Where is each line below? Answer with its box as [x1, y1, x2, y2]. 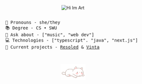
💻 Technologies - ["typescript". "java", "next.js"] [5, 38, 139, 43]
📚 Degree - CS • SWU [5, 25, 58, 31]
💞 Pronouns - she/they [5, 20, 61, 25]
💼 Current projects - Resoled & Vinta [5, 44, 100, 50]
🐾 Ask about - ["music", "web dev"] [5, 32, 95, 38]
